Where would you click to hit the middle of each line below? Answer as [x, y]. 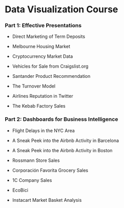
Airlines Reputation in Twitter [43, 96]
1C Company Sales [32, 180]
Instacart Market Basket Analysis [47, 200]
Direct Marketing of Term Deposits [49, 36]
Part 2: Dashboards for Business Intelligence [61, 119]
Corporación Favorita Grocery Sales [50, 170]
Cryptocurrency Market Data [43, 56]
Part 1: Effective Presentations [43, 26]
